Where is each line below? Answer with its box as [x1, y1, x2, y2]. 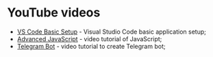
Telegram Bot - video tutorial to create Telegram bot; [16, 42, 166, 50]
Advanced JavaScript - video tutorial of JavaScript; [16, 34, 162, 43]
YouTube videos [7, 5, 101, 21]
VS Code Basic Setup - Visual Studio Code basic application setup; [16, 27, 207, 36]
